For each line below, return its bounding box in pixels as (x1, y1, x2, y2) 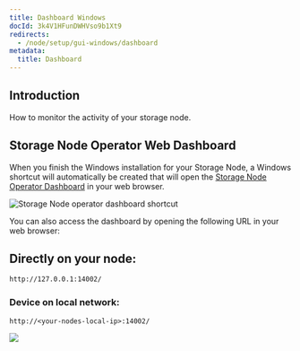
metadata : (9, 47, 47, 56)
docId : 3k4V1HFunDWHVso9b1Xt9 (9, 22, 123, 31)
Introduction (9, 88, 81, 103)
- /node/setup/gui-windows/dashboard (17, 38, 159, 48)
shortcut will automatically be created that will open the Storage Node (9, 171, 267, 182)
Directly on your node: (9, 251, 137, 267)
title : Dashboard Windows (9, 13, 106, 22)
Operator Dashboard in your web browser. (9, 180, 165, 191)
